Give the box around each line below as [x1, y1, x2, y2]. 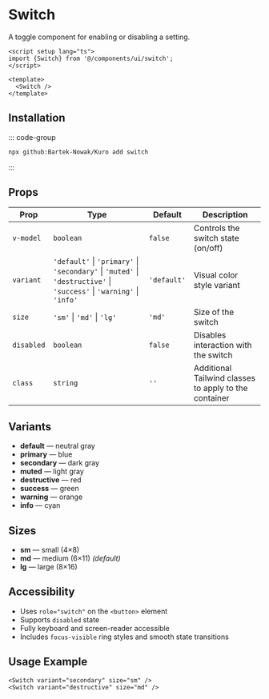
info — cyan [19, 501, 61, 510]
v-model [12, 234, 42, 243]
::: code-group [8, 132, 56, 142]
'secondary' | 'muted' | [53, 266, 139, 277]
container [193, 393, 230, 404]
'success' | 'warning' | [53, 286, 139, 297]
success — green [19, 484, 79, 493]
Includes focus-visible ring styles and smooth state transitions [19, 632, 230, 641]
